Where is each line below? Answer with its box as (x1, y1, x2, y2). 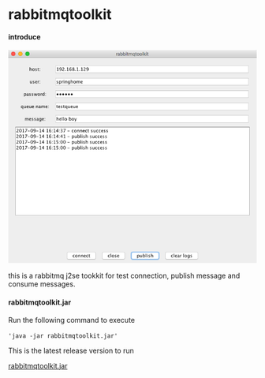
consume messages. (8, 279, 76, 289)
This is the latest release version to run (8, 346, 134, 355)
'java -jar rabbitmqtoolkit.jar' (8, 331, 118, 340)
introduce (8, 32, 41, 41)
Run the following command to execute (8, 315, 136, 324)
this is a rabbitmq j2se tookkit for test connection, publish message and (8, 271, 241, 281)
